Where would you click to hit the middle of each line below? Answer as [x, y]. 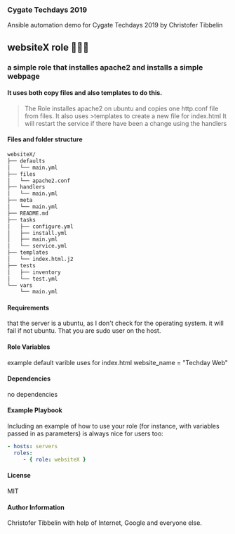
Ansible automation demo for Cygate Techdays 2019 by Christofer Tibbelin [115, 25]
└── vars [20, 285]
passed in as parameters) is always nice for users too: [85, 433]
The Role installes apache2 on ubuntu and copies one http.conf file [121, 108]
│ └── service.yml [38, 246]
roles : [23, 453]
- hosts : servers [33, 447]
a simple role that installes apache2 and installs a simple [105, 67]
